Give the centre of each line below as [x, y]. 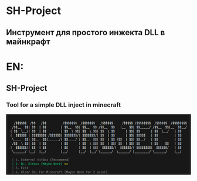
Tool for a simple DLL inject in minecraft [64, 105]
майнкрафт [28, 41]
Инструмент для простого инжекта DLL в [86, 33]
